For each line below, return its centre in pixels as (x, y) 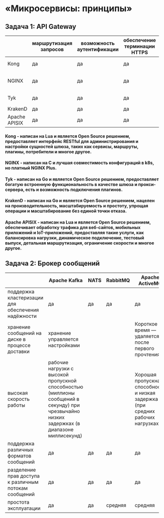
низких (56, 417)
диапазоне (61, 429)
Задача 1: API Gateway (41, 27)
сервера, (15, 189)
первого (145, 348)
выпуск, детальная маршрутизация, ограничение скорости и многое (80, 243)
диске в (17, 339)
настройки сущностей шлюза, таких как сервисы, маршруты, (72, 146)
